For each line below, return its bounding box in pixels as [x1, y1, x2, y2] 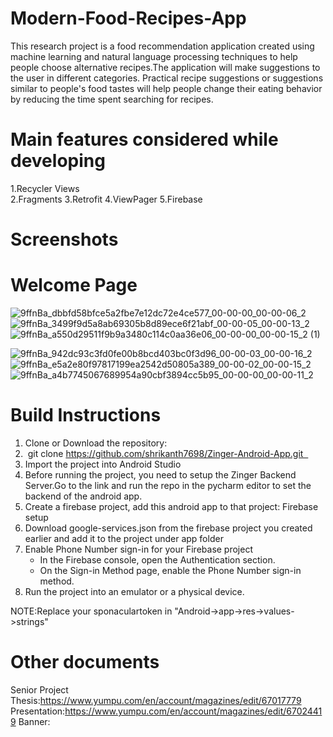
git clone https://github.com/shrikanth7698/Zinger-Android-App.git [27, 447, 304, 459]
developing [10, 150, 106, 172]
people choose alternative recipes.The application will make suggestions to [10, 61, 321, 73]
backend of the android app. [24, 490, 143, 502]
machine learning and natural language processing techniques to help [10, 50, 298, 62]
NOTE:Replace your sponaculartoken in [10, 605, 173, 617]
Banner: [18, 715, 51, 727]
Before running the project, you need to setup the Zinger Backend [24, 468, 297, 481]
